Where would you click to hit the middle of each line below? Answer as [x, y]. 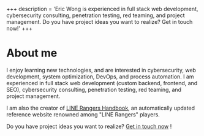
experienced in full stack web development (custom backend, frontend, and [102, 83]
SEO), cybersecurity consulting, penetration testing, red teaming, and [94, 89]
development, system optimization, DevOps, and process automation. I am [100, 77]
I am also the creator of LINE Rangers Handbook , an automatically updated [100, 108]
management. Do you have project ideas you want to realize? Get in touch [100, 22]
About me [32, 53]
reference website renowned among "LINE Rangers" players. [83, 114]
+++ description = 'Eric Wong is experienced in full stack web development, [102, 9]
